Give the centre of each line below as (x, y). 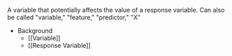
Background (35, 31)
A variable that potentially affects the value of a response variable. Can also (116, 10)
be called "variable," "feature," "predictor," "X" (74, 17)
